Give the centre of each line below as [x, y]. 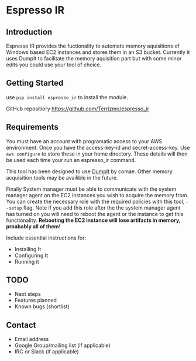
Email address [32, 339]
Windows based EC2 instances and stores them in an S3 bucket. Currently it [98, 52]
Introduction [29, 32]
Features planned [36, 301]
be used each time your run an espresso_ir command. [71, 160]
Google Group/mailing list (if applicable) [63, 345]
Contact [21, 325]
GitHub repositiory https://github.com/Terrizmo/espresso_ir [78, 109]
